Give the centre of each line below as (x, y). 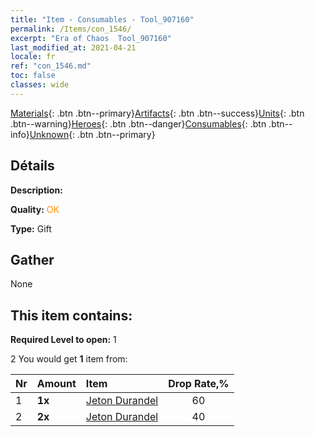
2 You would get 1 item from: (69, 359)
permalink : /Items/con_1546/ (71, 29)
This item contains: (71, 315)
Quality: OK (35, 209)
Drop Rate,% (199, 384)
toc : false (33, 76)
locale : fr (33, 57)
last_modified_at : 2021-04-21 (73, 47)
